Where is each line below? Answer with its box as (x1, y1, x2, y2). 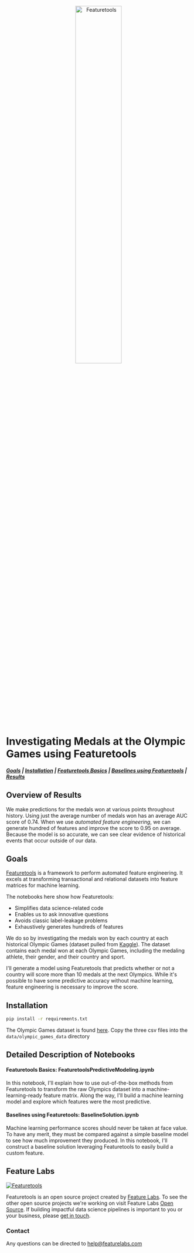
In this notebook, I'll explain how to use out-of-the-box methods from (6, 1079, 173, 1086)
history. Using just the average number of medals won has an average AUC (6, 812, 188, 819)
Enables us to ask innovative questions (14, 911, 108, 918)
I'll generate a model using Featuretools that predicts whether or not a (6, 965, 175, 972)
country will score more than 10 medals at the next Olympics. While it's (6, 971, 178, 978)
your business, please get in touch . (6, 1212, 91, 1219)
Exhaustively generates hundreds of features (14, 923, 124, 930)
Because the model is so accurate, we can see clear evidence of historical (6, 831, 186, 838)
